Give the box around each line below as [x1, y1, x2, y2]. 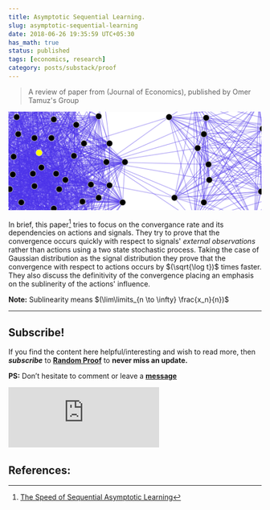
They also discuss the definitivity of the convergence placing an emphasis [8, 270, 255, 281]
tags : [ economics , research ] [8, 56, 106, 64]
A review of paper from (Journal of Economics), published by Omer [27, 87, 252, 97]
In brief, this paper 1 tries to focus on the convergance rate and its [8, 218, 224, 229]
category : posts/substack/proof [8, 64, 117, 72]
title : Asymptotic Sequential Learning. [8, 13, 146, 21]
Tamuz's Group [27, 95, 80, 105]
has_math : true [8, 39, 59, 47]
